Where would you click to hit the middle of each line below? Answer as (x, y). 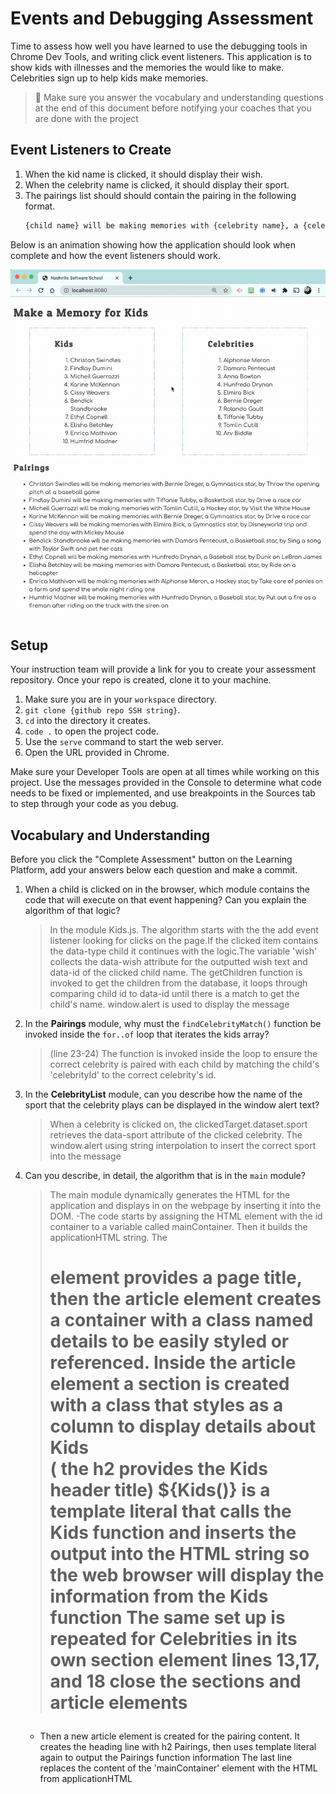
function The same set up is (167, 1618)
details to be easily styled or (169, 1341)
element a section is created (169, 1384)
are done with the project (86, 118)
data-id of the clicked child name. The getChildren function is (176, 972)
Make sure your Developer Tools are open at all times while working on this (165, 772)
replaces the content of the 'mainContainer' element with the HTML (178, 1768)
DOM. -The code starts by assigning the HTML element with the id (186, 1216)
